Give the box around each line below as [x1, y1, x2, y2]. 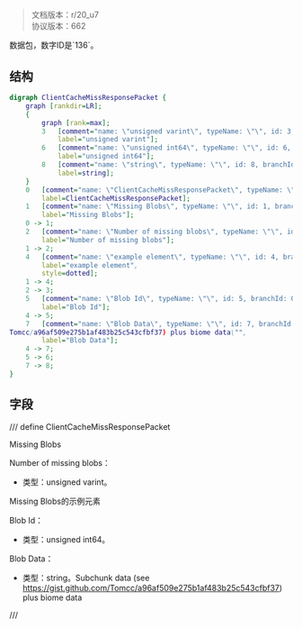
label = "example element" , [41, 260, 139, 269]
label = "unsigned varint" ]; [57, 135, 159, 144]
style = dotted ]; [41, 269, 99, 278]
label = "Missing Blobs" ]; [41, 211, 135, 220]
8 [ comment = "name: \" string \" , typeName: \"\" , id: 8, [41, 160, 259, 169]
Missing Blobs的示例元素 [9, 496, 101, 506]
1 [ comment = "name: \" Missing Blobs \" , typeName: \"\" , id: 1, [25, 202, 271, 211]
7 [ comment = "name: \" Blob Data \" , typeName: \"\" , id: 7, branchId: [25, 319, 296, 328]
